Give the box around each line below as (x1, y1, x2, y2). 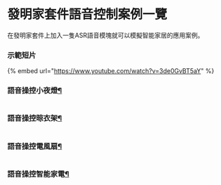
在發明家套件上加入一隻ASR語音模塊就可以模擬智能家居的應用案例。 (7, 31, 204, 39)
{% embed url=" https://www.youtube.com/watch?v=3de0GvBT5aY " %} (7, 67, 215, 75)
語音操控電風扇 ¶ (7, 141, 62, 151)
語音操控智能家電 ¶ (7, 170, 69, 179)
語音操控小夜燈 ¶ (7, 86, 62, 96)
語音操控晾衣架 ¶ (7, 113, 62, 123)
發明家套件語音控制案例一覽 (7, 6, 168, 23)
